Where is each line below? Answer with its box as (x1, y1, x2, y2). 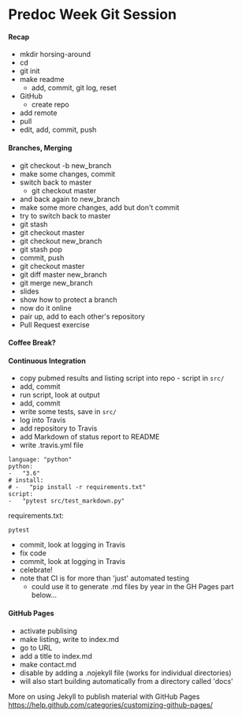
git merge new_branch (19, 278, 93, 287)
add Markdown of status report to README (19, 432, 160, 442)
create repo (31, 100, 69, 110)
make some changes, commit (19, 169, 116, 178)
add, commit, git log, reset (31, 83, 117, 92)
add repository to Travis (19, 424, 98, 433)
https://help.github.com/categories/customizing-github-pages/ (8, 700, 213, 709)
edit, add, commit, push (19, 125, 97, 135)
